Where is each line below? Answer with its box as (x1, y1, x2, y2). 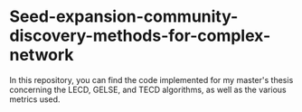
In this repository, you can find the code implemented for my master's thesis (9, 74, 294, 85)
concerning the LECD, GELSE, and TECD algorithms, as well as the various (9, 84, 287, 95)
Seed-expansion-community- (9, 6, 239, 27)
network (9, 45, 74, 65)
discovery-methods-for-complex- (9, 25, 271, 46)
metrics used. (9, 93, 61, 105)
